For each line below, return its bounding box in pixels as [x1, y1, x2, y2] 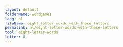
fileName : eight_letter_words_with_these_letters [5, 21, 110, 26]
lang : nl [5, 16, 23, 21]
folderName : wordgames [5, 12, 52, 17]
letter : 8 [5, 35, 26, 40]
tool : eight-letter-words [5, 30, 58, 35]
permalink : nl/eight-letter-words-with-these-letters [5, 25, 119, 30]
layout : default [5, 7, 39, 12]
